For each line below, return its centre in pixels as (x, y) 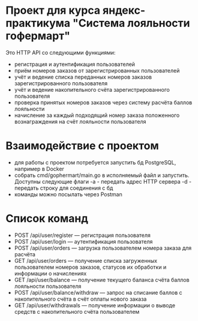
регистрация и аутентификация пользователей (75, 64)
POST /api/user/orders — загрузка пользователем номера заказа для (103, 248)
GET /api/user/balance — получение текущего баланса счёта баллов (102, 280)
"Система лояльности (131, 23)
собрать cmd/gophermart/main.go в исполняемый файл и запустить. (102, 175)
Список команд (47, 219)
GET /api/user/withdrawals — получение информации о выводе (94, 305)
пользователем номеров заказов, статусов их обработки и (90, 267)
